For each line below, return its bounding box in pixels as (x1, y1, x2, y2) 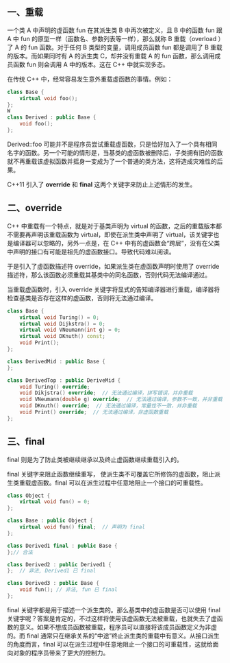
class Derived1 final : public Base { (7, 542, 118, 549)
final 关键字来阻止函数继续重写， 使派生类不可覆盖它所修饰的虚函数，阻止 (7, 470, 214, 478)
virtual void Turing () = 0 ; (19, 314, 99, 321)
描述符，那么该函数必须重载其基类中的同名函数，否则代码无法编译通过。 (7, 270, 211, 279)
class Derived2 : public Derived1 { (7, 561, 112, 568)
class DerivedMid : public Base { (7, 358, 106, 365)
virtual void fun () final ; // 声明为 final (19, 524, 146, 531)
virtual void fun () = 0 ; (19, 498, 90, 505)
